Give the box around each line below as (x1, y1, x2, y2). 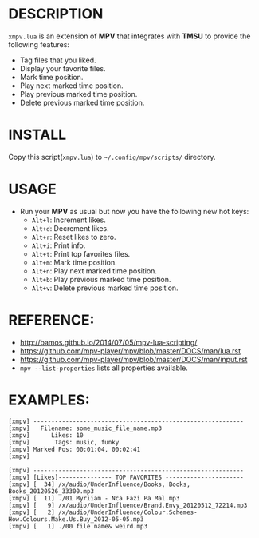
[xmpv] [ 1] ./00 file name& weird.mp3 (8, 522, 148, 530)
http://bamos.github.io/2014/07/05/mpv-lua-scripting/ (19, 337, 198, 347)
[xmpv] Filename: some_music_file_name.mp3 (8, 424, 162, 432)
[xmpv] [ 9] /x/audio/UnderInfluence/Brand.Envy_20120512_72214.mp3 (8, 501, 248, 509)
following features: (8, 39, 70, 49)
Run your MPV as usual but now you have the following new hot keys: (19, 206, 249, 216)
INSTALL (8, 126, 67, 144)
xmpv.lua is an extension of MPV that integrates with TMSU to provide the (8, 31, 251, 41)
